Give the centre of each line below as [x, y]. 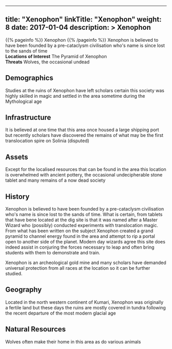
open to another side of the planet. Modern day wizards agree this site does [85, 242]
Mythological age [24, 101]
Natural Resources [36, 329]
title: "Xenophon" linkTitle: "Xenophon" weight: [83, 19]
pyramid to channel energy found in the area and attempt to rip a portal [80, 236]
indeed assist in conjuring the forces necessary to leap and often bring [80, 247]
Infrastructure [28, 118]
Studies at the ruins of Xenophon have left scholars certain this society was [85, 90]
